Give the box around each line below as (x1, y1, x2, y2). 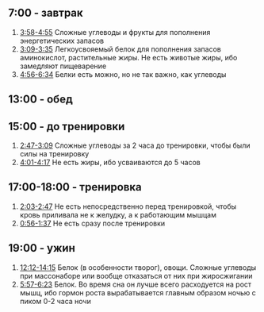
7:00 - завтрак (8, 6, 83, 20)
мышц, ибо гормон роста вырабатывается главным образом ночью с (19, 287, 256, 297)
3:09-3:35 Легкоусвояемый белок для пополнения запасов (19, 44, 222, 54)
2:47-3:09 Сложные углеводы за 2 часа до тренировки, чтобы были (19, 141, 251, 150)
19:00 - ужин (8, 241, 75, 255)
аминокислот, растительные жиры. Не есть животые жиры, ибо (19, 52, 238, 62)
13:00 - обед (8, 93, 73, 106)
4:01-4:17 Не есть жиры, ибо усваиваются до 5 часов (19, 158, 201, 168)
